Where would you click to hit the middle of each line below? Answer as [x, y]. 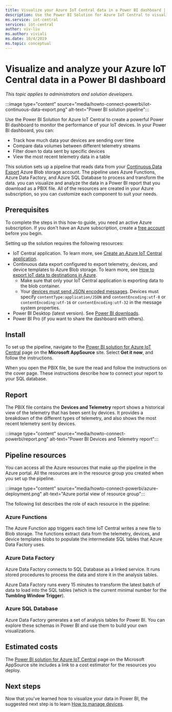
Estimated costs [31, 647]
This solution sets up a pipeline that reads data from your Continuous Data [84, 166]
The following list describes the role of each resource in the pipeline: [78, 504]
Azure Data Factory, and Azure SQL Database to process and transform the [85, 177]
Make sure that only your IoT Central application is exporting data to [92, 280]
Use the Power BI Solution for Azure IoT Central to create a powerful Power [84, 119]
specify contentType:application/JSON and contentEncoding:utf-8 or [93, 297]
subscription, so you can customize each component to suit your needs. [81, 194]
